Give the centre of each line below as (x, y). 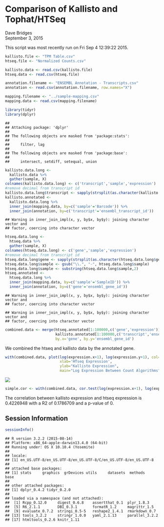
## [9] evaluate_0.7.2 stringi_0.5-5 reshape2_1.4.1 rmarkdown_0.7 (81, 511)
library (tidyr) (20, 110)
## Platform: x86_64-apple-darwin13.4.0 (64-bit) (57, 443)
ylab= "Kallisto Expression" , (89, 366)
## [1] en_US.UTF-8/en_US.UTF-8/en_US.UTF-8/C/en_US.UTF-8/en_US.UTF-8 (79, 460)
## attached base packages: (34, 468)
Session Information (37, 418)
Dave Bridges (19, 33)
